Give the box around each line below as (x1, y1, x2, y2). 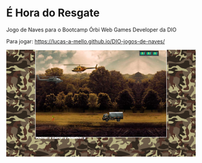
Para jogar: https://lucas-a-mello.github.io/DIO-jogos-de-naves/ (6, 37, 165, 45)
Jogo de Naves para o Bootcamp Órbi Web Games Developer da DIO (6, 26, 177, 33)
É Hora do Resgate (6, 6, 100, 20)
